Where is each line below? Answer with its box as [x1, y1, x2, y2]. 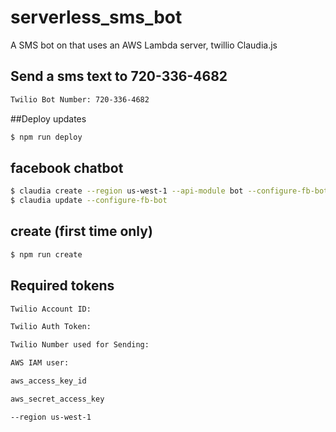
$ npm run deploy [10, 132, 83, 142]
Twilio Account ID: [10, 304, 92, 314]
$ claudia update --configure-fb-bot [10, 196, 168, 206]
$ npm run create [10, 249, 83, 260]
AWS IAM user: [10, 358, 70, 368]
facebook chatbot [10, 159, 124, 176]
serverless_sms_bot [10, 6, 183, 29]
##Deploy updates [10, 112, 87, 125]
